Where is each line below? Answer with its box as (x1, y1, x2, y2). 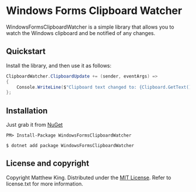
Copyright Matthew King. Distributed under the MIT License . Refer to (6, 174, 171, 181)
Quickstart (6, 47, 46, 57)
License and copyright (6, 159, 89, 169)
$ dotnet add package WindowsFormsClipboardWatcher (6, 143, 134, 149)
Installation (6, 106, 48, 116)
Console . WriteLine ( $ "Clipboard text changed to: (16, 84, 137, 90)
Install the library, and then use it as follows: (6, 62, 112, 69)
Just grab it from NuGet (6, 121, 63, 128)
